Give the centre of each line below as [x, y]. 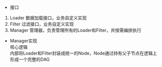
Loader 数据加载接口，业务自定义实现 [48, 18]
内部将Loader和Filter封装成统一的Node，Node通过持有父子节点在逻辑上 [83, 53]
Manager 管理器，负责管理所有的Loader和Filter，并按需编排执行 [76, 30]
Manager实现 [23, 41]
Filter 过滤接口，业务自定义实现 [42, 24]
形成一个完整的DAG [30, 59]
